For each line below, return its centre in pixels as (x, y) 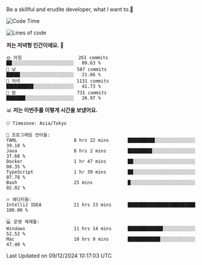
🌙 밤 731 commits (57, 93)
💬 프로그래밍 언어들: (28, 135)
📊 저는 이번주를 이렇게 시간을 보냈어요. (52, 110)
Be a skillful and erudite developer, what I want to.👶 (70, 9)
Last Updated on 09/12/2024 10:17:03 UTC (59, 256)
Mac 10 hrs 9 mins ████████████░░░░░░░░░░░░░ (101, 239)
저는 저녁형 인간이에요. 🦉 (35, 45)
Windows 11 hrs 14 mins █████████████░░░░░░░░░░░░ (101, 229)
